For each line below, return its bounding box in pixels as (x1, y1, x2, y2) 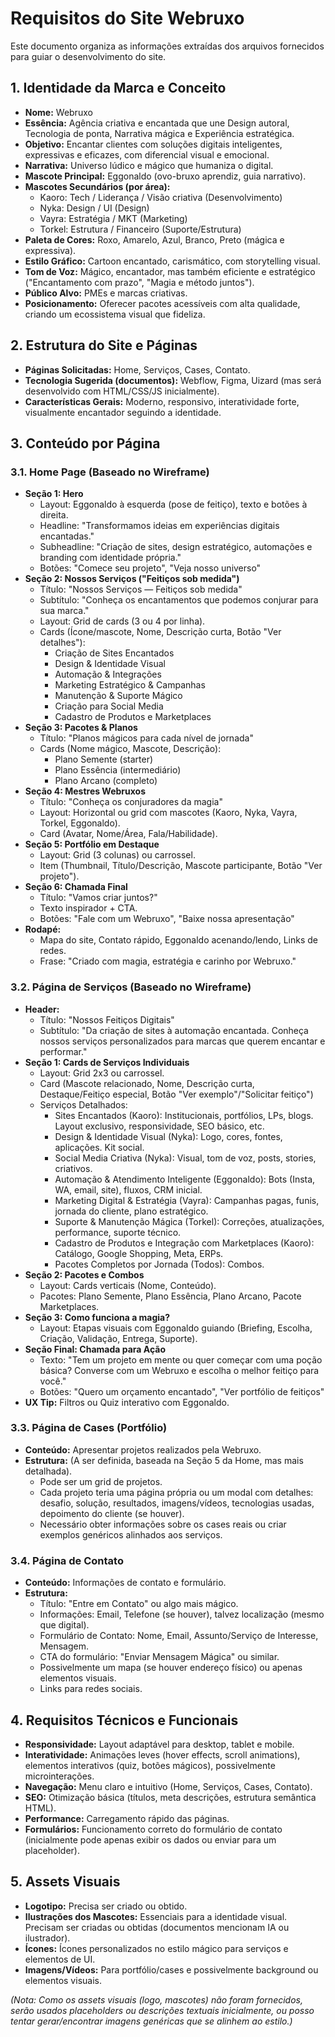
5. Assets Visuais (10, 1873, 121, 1891)
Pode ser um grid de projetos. (39, 1475, 163, 1487)
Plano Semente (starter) (54, 753, 154, 766)
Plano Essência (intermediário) (54, 764, 182, 776)
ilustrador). (24, 1932, 71, 1944)
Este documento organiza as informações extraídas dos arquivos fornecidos (10, 40, 325, 52)
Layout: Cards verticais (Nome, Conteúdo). (39, 1279, 217, 1291)
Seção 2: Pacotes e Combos (24, 1268, 145, 1281)
